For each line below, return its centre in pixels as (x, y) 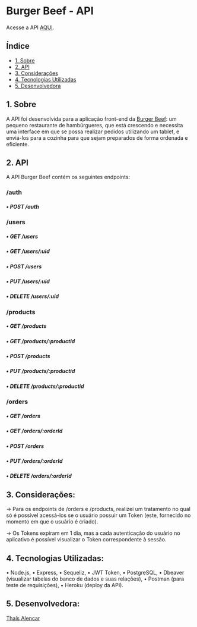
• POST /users (24, 267)
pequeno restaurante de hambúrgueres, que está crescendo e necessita (95, 125)
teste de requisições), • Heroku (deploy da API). (65, 585)
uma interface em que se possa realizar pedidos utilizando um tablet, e (93, 131)
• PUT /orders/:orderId (34, 461)
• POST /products (28, 356)
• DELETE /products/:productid (45, 386)
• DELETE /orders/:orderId (39, 476)
